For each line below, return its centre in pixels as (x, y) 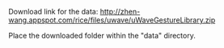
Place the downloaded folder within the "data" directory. (102, 36)
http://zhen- (120, 12)
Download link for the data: (53, 12)
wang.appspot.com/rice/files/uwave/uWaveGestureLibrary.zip (112, 20)
